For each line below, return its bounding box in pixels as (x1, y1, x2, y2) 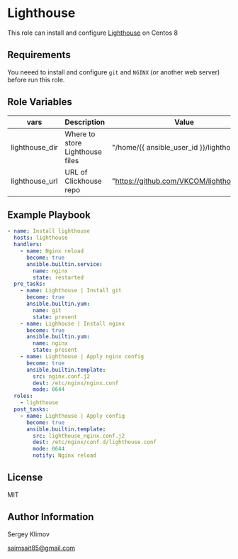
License (7, 472, 43, 484)
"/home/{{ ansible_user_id (111, 142, 198, 152)
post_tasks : (13, 406, 50, 413)
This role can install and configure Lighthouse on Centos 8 (7, 28, 178, 37)
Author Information (7, 511, 94, 523)
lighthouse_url (11, 176, 58, 186)
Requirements (7, 49, 71, 61)
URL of (64, 167, 88, 177)
